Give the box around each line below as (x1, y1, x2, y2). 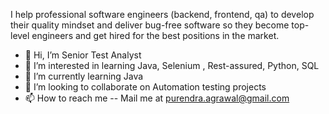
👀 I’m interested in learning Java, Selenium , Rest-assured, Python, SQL (24, 60, 320, 71)
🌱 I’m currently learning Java (24, 70, 144, 82)
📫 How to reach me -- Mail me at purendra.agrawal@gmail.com (24, 92, 290, 104)
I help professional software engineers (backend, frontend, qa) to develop (10, 9, 315, 20)
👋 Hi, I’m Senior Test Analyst (24, 49, 142, 61)
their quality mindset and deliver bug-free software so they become (10, 19, 290, 31)
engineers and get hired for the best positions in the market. (31, 30, 280, 41)
